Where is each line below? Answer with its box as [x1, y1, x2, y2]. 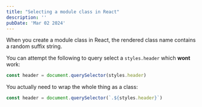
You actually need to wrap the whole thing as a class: [6, 84, 138, 91]
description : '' [6, 14, 47, 20]
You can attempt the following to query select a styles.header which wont [6, 55, 191, 62]
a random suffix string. [6, 43, 63, 50]
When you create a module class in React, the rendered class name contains [6, 37, 196, 44]
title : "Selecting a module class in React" [6, 8, 120, 15]
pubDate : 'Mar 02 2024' [6, 20, 66, 26]
